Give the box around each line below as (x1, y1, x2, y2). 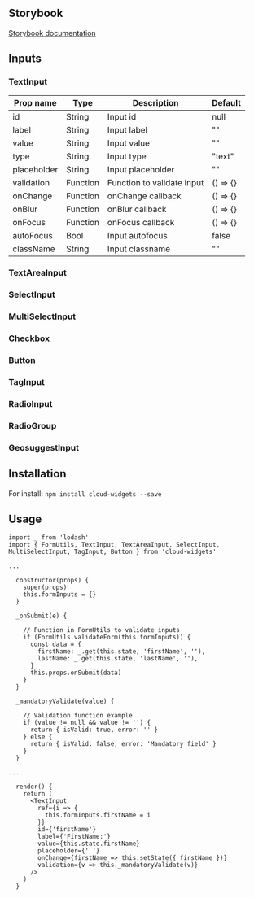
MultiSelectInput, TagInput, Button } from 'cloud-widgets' (8, 548, 217, 556)
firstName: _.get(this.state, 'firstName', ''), (37, 647, 206, 656)
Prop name (13, 97, 57, 108)
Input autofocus (107, 229, 169, 241)
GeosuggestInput (8, 442, 80, 453)
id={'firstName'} (37, 826, 96, 834)
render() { (15, 782, 53, 791)
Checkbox (8, 333, 50, 344)
